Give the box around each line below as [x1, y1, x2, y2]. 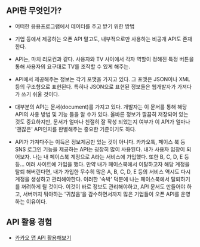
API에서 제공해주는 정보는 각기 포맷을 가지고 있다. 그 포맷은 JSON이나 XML [14, 75, 190, 82]
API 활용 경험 [6, 217, 53, 227]
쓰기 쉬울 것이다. [21, 90, 60, 97]
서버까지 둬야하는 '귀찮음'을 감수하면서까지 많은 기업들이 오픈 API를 [23, 190, 180, 197]
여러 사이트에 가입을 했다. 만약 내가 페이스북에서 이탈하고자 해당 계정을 [26, 160, 190, 168]
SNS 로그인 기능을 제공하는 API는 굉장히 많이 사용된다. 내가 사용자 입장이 [14, 146, 185, 153]
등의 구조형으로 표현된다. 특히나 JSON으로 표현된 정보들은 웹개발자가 [14, 83, 176, 90]
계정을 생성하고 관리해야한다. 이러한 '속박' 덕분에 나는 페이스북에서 [14, 175, 170, 183]
